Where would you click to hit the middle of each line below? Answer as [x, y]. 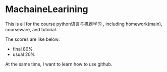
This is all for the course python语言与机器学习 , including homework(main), [84, 24]
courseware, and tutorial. [31, 29]
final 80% [23, 49]
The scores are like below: [33, 39]
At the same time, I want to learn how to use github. [59, 64]
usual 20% [24, 54]
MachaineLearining [47, 9]
